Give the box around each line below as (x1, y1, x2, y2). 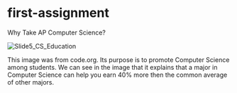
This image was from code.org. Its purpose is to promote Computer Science (7, 55, 230, 64)
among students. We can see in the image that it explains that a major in (7, 63, 218, 71)
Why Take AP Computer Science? (7, 28, 106, 37)
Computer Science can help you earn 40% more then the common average (7, 70, 228, 79)
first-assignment (7, 5, 110, 21)
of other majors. (7, 77, 55, 86)
